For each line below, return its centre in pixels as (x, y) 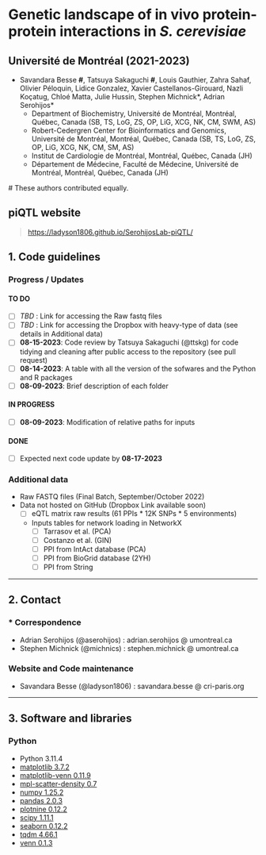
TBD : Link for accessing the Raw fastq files (91, 316)
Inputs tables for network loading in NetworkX (106, 522)
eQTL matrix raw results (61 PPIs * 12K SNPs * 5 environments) (134, 514)
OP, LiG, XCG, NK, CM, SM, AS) (83, 147)
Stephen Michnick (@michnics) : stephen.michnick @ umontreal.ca (129, 648)
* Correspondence (45, 622)
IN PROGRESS (32, 404)
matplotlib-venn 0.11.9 (55, 775)
